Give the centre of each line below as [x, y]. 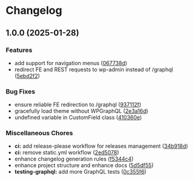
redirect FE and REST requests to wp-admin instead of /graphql [94, 69]
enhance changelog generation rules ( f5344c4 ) [74, 159]
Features [19, 50]
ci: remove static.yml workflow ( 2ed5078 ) [67, 153]
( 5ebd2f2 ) [27, 75]
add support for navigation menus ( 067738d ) [71, 63]
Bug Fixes [21, 91]
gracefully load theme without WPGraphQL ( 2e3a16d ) [81, 111]
